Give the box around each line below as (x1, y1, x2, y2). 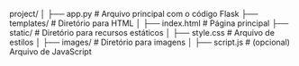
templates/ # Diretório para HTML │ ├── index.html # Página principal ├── (9, 18, 289, 29)
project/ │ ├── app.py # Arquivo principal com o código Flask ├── (9, 9, 258, 19)
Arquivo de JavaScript (9, 46, 92, 57)
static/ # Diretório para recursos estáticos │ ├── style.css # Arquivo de (9, 28, 275, 37)
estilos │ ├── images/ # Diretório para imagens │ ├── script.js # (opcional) (9, 37, 291, 47)
